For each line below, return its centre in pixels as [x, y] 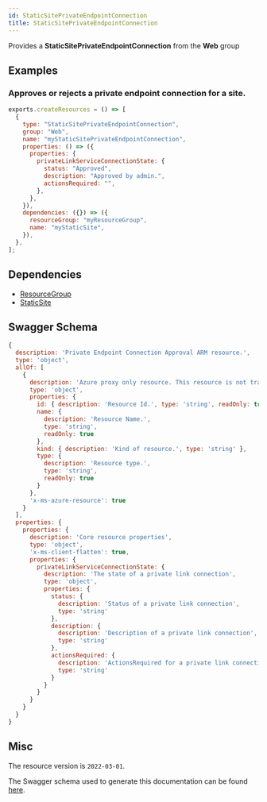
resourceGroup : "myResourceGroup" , [88, 220]
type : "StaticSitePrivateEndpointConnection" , [101, 124]
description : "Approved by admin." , [104, 176]
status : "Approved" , [77, 169]
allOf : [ [30, 367]
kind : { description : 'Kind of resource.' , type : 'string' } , [142, 449]
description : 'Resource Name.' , [97, 419]
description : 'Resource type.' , [97, 464]
